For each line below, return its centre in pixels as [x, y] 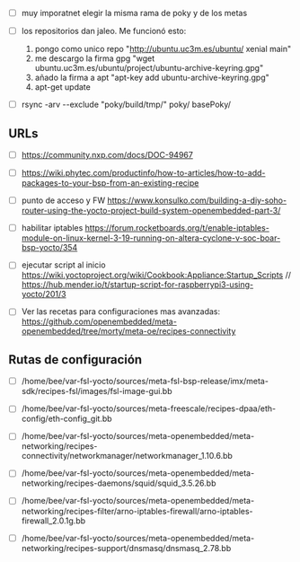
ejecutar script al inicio [63, 265]
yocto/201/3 [44, 294]
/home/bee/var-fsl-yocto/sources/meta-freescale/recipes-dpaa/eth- [148, 408]
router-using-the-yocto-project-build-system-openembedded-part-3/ [151, 211]
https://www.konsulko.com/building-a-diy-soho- [197, 200]
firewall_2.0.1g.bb [53, 521]
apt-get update [62, 87]
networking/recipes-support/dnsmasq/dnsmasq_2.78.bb [126, 548]
